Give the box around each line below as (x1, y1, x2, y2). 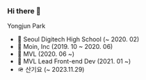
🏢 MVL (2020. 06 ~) (17, 50, 75, 58)
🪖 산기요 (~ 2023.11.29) (17, 66, 85, 74)
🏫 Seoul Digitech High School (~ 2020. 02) (17, 35, 140, 43)
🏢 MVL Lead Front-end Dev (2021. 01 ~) (17, 57, 131, 66)
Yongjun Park (7, 22, 46, 30)
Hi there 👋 (7, 6, 42, 16)
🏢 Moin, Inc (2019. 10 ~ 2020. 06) (17, 43, 113, 51)
